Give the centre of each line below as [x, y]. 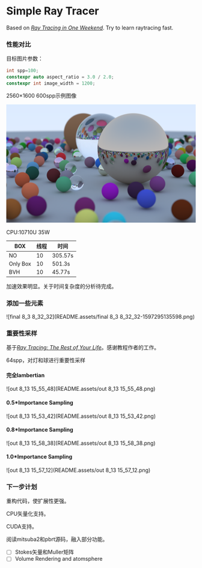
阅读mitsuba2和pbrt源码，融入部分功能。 [57, 539]
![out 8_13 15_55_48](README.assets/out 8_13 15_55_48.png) [81, 389]
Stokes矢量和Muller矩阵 [44, 552]
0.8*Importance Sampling [40, 430]
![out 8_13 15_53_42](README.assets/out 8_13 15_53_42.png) [81, 416]
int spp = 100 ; [23, 71]
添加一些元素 [25, 303]
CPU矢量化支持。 [28, 514]
